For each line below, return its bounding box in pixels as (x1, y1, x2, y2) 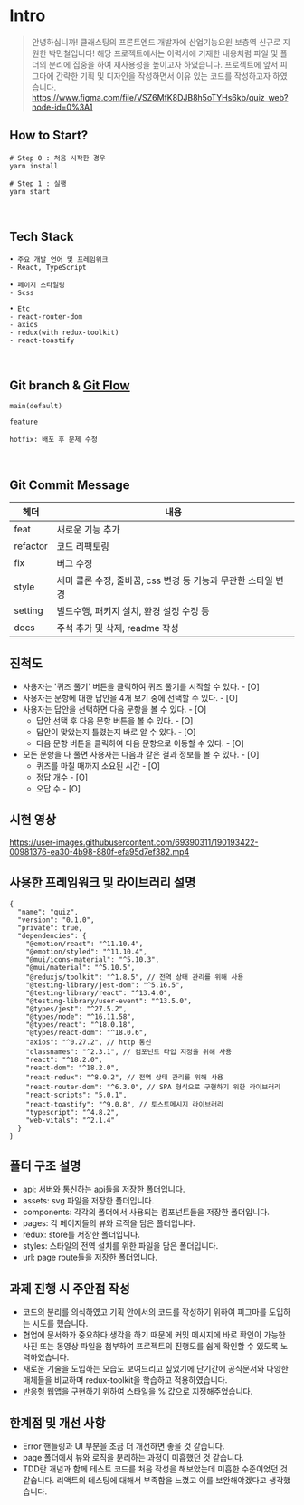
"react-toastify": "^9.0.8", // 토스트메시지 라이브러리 (25, 1099, 224, 1109)
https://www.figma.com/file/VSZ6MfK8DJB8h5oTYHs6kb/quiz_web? (31, 91, 289, 102)
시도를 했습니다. (32, 1318, 89, 1329)
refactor (14, 540, 48, 552)
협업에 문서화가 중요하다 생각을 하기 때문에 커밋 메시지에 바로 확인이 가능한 (22, 1329, 287, 1340)
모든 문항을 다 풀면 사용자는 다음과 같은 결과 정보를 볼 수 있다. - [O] (22, 749, 260, 760)
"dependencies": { (17, 931, 88, 940)
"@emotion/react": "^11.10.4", (25, 939, 144, 948)
